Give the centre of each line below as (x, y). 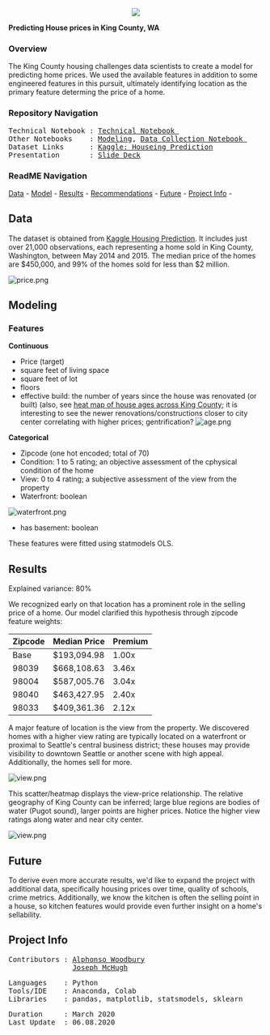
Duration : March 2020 (62, 1014)
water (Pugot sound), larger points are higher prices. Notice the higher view (134, 811)
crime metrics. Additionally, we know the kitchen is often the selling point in (134, 898)
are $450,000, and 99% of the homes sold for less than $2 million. (119, 264)
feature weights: (36, 622)
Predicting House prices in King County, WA (84, 28)
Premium (131, 642)
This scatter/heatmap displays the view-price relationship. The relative (126, 793)
